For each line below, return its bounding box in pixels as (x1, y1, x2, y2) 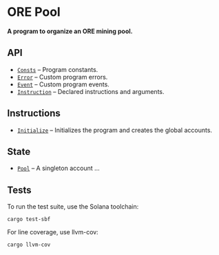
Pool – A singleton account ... (17, 164, 100, 173)
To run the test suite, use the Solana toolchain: (7, 202, 139, 211)
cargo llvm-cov (7, 241, 51, 249)
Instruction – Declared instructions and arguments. (17, 87, 165, 95)
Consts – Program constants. (17, 65, 98, 73)
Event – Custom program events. (17, 80, 110, 88)
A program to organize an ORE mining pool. (7, 27, 133, 35)
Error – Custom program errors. (17, 73, 108, 81)
